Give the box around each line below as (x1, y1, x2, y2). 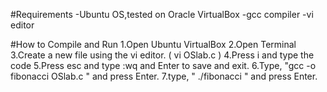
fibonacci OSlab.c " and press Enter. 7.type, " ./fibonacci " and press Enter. (10, 70, 318, 82)
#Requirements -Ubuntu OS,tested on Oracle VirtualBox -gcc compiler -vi (10, 9, 314, 20)
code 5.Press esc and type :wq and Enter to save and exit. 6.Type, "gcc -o (10, 60, 317, 71)
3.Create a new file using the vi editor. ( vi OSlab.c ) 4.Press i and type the (10, 49, 315, 61)
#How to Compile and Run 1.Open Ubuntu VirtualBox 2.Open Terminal (10, 39, 297, 50)
